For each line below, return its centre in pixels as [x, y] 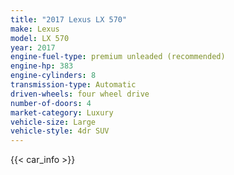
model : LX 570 [40, 38]
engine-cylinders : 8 [53, 76]
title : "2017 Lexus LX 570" [69, 19]
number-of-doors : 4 [51, 103]
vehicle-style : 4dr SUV [60, 131]
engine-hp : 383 [42, 66]
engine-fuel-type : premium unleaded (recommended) [118, 57]
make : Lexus [35, 29]
